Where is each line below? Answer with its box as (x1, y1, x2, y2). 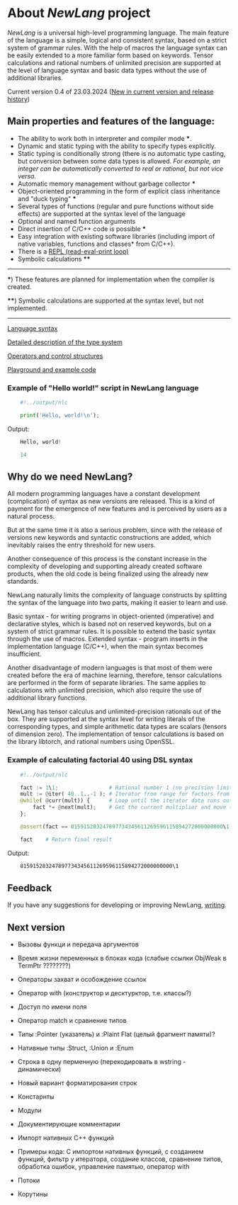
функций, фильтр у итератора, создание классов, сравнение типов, (17, 1155, 223, 1163)
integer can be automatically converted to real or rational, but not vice (17, 164, 224, 173)
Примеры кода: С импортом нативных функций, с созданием (17, 1148, 204, 1156)
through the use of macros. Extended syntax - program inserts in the (7, 635, 208, 643)
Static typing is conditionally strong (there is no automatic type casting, (17, 149, 226, 157)
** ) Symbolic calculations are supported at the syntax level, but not (7, 296, 204, 305)
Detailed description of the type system (7, 338, 123, 346)
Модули (17, 1107, 42, 1115)
